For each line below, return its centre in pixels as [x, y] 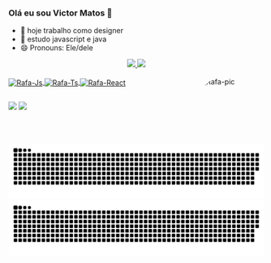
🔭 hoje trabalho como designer [72, 31]
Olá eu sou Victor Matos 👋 [60, 13]
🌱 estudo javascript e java [63, 39]
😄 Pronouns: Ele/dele [56, 48]
